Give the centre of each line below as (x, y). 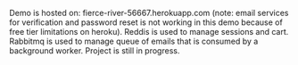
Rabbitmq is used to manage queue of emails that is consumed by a (134, 41)
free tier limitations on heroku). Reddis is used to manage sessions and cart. (149, 32)
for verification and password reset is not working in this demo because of (146, 22)
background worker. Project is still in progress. (95, 51)
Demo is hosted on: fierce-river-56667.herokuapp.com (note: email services (149, 13)
